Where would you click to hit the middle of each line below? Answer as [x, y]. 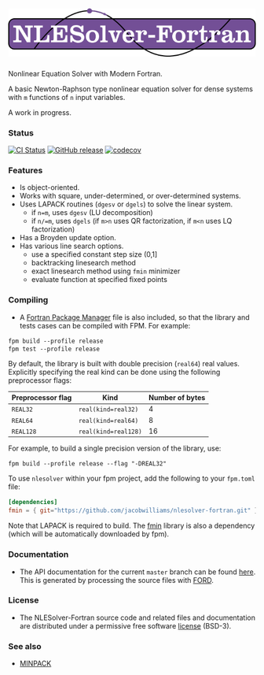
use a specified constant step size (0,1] [94, 254]
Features [26, 171]
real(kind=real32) [108, 410]
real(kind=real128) [110, 432]
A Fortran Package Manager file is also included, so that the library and [134, 317]
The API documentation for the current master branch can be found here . [137, 572]
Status [21, 132]
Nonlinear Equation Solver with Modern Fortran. [85, 73]
